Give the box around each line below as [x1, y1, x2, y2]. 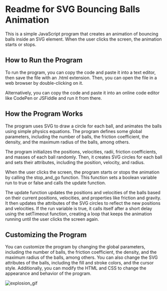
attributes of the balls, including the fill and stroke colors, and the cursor [5, 260, 154, 266]
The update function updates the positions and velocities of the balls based [5, 189, 161, 195]
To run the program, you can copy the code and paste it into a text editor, [5, 69, 156, 75]
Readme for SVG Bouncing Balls [5, 4, 140, 15]
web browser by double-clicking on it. [5, 80, 83, 86]
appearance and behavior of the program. [5, 270, 91, 276]
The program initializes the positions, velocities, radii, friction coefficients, [5, 149, 157, 155]
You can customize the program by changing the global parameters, [5, 244, 145, 250]
